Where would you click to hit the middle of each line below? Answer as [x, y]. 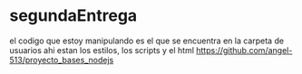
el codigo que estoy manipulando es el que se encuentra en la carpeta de [146, 41]
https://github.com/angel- [244, 50]
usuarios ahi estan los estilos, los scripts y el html [102, 50]
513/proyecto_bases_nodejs [62, 60]
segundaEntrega [73, 16]
